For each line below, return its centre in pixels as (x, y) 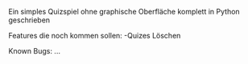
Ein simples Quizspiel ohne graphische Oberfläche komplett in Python (124, 12)
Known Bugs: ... (34, 51)
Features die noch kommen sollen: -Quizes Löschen (95, 36)
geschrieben (29, 20)
